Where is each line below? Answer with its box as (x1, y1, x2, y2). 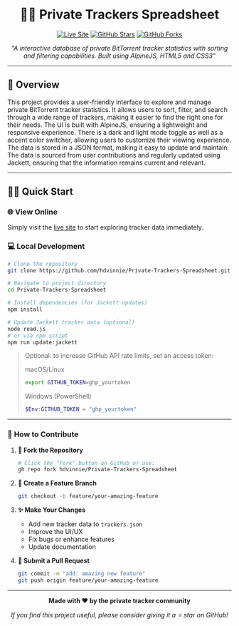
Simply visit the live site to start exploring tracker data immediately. (7, 223, 204, 232)
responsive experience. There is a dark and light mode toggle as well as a (7, 128, 223, 136)
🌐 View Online (7, 207, 58, 217)
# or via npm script (7, 332, 69, 339)
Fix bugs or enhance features (28, 535, 115, 544)
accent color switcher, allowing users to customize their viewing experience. (7, 135, 232, 144)
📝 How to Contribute (7, 429, 79, 439)
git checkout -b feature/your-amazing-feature (17, 493, 159, 500)
